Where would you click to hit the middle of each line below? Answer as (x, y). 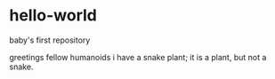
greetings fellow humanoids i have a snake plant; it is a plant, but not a (138, 57)
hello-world (53, 16)
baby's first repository (50, 40)
